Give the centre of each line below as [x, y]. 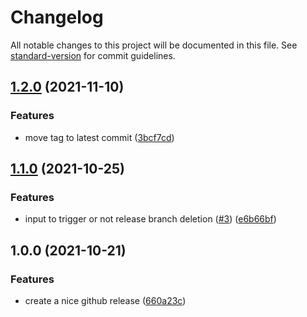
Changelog [57, 17]
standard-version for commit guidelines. [93, 55]
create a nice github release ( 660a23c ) [105, 300]
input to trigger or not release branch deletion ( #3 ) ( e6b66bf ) [150, 219]
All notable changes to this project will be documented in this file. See [154, 45]
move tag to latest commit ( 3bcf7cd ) [99, 137]
